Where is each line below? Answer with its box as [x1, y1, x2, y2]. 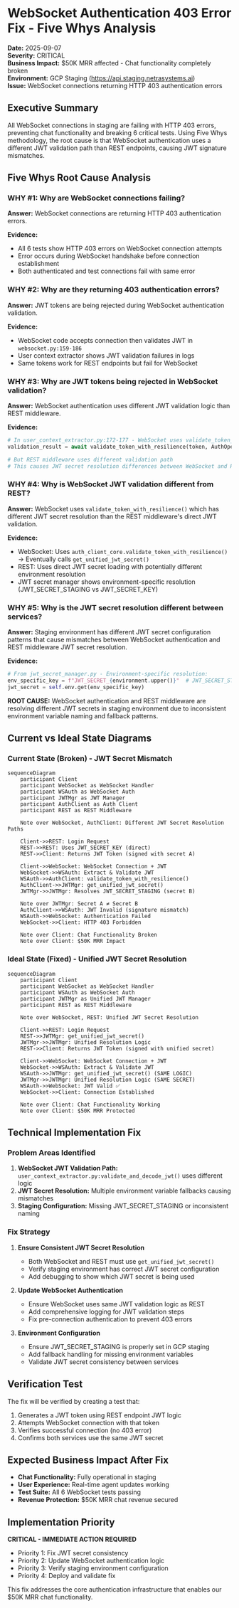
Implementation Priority [7, 1516, 115, 1528]
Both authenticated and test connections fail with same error [17, 267, 196, 275]
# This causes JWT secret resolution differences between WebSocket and [7, 462, 228, 470]
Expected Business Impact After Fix [7, 1454, 169, 1466]
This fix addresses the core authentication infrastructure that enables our [7, 1585, 222, 1594]
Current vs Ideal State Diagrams [7, 733, 152, 745]
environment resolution [17, 570, 86, 578]
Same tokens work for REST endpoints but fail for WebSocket [17, 358, 198, 367]
